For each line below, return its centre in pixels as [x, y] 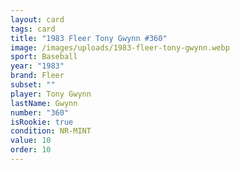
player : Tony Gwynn [51, 94]
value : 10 [31, 141]
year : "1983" [37, 66]
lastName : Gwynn [44, 103]
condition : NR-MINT [51, 131]
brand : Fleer [37, 76]
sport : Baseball [44, 57]
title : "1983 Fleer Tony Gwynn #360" [89, 38]
